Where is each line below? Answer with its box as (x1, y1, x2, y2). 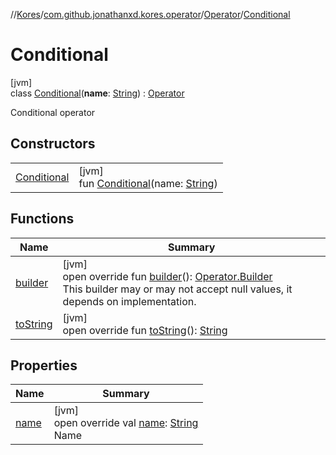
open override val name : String (53, 416, 199, 430)
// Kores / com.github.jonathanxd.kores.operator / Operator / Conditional (10, 9, 291, 20)
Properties (10, 357, 78, 374)
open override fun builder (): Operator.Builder (62, 269, 273, 283)
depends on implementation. (62, 294, 197, 308)
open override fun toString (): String (62, 323, 228, 337)
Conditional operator (10, 106, 96, 118)
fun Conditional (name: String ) (78, 176, 218, 190)
